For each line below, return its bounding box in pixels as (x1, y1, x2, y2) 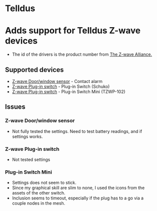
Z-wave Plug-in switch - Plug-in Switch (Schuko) (12, 83, 110, 89)
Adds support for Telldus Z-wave (5, 25, 141, 36)
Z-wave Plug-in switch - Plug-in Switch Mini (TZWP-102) (12, 88, 126, 95)
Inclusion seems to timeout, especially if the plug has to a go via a (12, 195, 144, 201)
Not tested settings (12, 156, 50, 162)
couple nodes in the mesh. (12, 200, 65, 206)
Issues (5, 103, 26, 111)
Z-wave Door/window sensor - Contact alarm (12, 78, 103, 84)
